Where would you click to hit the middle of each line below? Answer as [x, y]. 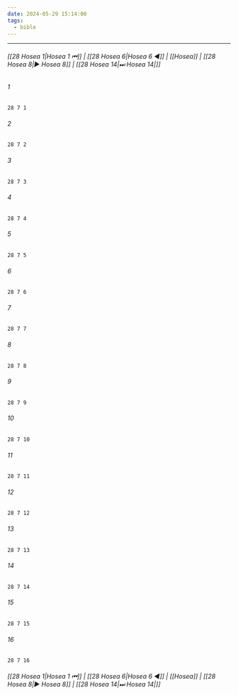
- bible [25, 27]
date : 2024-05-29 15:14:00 [47, 14]
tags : [15, 21]
